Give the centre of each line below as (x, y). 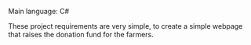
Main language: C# (39, 11)
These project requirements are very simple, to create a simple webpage (125, 26)
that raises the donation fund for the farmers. (81, 35)
